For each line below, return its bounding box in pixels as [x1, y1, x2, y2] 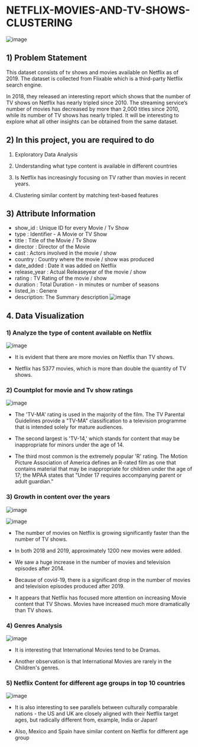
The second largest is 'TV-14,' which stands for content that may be [14, 435, 180, 442]
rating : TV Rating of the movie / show [14, 275, 108, 282]
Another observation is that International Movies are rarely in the [14, 658, 172, 665]
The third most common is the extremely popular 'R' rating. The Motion [14, 453, 188, 460]
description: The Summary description [14, 294, 109, 301]
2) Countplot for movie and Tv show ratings [6, 386, 134, 394]
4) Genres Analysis [6, 621, 63, 630]
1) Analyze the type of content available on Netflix [6, 328, 152, 336]
